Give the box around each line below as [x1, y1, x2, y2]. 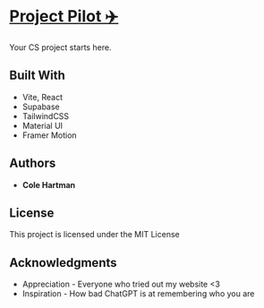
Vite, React [21, 91, 63, 102]
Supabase [21, 101, 60, 112]
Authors [9, 156, 56, 171]
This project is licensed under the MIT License [9, 229, 181, 240]
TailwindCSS [21, 110, 70, 121]
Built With [9, 68, 65, 83]
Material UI [21, 120, 64, 131]
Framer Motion [21, 130, 78, 141]
